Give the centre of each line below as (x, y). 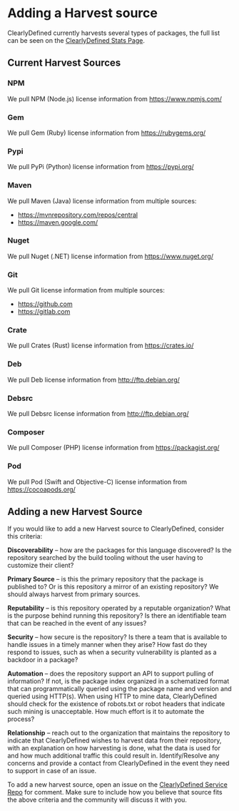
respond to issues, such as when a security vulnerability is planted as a (112, 652)
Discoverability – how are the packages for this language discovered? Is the (119, 550)
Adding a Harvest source (83, 13)
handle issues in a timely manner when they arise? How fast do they (107, 645)
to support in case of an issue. (52, 771)
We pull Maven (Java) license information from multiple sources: (102, 200)
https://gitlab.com (44, 312)
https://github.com (45, 304)
